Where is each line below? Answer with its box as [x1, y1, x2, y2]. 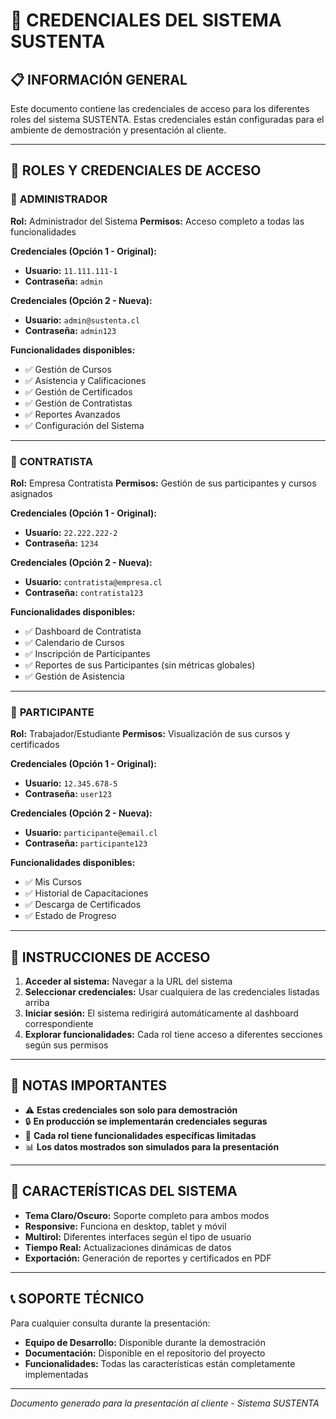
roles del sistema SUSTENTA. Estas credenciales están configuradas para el [10, 114, 325, 125]
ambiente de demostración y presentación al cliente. [10, 124, 227, 136]
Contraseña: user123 [24, 788, 112, 800]
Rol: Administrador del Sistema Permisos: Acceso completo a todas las [10, 215, 305, 227]
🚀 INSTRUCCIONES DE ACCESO [10, 949, 211, 966]
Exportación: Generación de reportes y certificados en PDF [24, 1252, 272, 1264]
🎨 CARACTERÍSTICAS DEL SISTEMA [10, 1183, 238, 1200]
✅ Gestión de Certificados [24, 385, 133, 398]
